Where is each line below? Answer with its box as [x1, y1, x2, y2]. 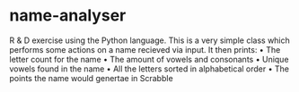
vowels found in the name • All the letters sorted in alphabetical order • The [9, 63, 290, 74]
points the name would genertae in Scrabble [9, 72, 173, 83]
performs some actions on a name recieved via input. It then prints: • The [9, 44, 281, 54]
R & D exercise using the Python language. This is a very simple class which [9, 35, 290, 46]
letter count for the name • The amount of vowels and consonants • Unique [9, 54, 289, 64]
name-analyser [9, 5, 127, 26]
